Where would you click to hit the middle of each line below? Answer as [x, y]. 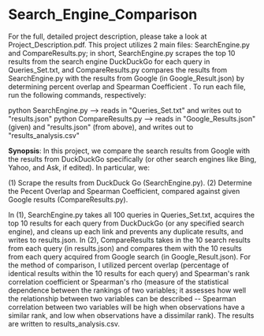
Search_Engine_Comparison [103, 15]
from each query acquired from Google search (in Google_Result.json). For [129, 256]
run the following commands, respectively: [77, 95]
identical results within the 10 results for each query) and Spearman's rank [129, 273]
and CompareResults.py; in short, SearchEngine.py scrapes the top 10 [122, 53]
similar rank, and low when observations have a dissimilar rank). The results [131, 315]
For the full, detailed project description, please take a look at [108, 36]
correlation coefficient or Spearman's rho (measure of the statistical [119, 282]
